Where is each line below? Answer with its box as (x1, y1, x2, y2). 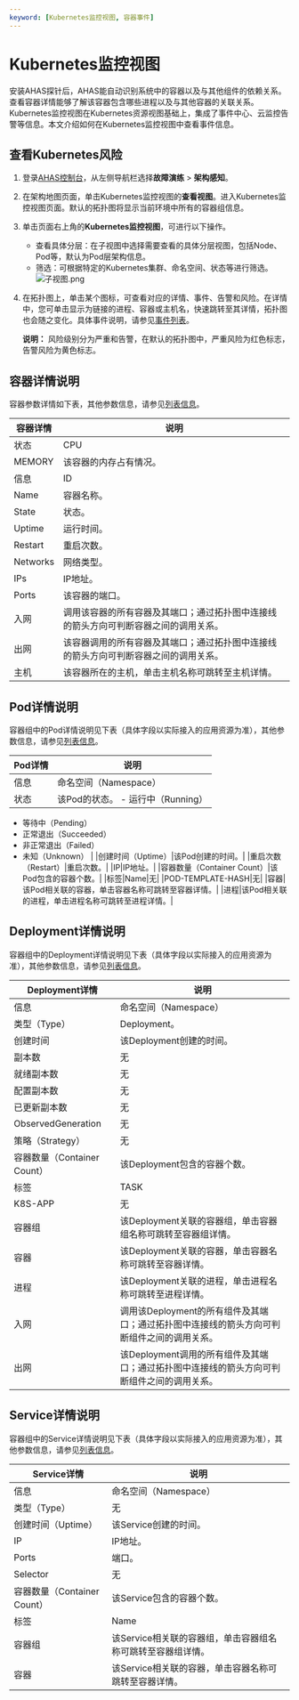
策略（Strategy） (13, 1134, 85, 1146)
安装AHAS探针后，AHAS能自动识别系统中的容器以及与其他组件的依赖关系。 (9, 85, 287, 96)
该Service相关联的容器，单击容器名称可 (110, 1662, 278, 1674)
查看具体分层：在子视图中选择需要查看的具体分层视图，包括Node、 (35, 240, 282, 251)
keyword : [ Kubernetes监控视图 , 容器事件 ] (9, 12, 154, 22)
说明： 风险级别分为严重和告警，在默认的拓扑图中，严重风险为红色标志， (21, 334, 290, 344)
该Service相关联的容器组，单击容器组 (110, 1631, 269, 1644)
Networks (13, 555, 55, 568)
